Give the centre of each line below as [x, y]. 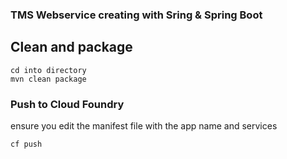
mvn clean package [48, 79]
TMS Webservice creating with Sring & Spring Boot [136, 15]
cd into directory [48, 70]
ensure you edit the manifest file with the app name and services [144, 126]
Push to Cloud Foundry [67, 104]
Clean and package [71, 47]
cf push [26, 144]
